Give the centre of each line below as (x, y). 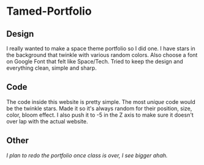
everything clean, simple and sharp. (51, 68)
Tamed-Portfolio (49, 11)
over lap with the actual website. (47, 121)
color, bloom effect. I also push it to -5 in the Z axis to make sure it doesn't (100, 115)
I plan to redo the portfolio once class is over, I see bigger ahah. (87, 155)
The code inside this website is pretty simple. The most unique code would (101, 101)
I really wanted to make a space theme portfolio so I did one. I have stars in (101, 48)
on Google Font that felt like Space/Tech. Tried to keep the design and (95, 61)
